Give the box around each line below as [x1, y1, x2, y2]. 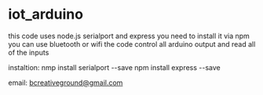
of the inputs [8, 47, 49, 57]
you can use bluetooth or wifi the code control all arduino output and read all [8, 39, 256, 48]
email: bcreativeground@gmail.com [8, 78, 123, 87]
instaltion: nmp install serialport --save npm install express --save [8, 62, 221, 72]
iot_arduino [8, 5, 84, 23]
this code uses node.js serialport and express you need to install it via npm [8, 31, 250, 40]
